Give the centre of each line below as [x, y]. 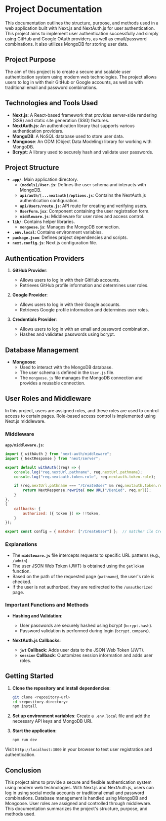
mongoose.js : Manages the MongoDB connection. [70, 227]
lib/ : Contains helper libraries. [43, 222]
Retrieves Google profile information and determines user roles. [84, 310]
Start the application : [34, 731]
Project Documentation [54, 9]
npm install [24, 706]
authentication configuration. [49, 201]
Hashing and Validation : [37, 616]
